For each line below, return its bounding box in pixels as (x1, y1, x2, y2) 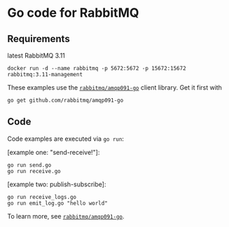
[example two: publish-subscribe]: (7, 180, 106, 188)
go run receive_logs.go (7, 193, 77, 200)
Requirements (7, 33, 70, 45)
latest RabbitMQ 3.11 (7, 51, 65, 60)
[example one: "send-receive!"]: (7, 148, 100, 156)
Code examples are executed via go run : (7, 135, 125, 143)
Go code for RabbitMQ (7, 5, 139, 21)
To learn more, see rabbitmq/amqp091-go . (7, 212, 125, 220)
